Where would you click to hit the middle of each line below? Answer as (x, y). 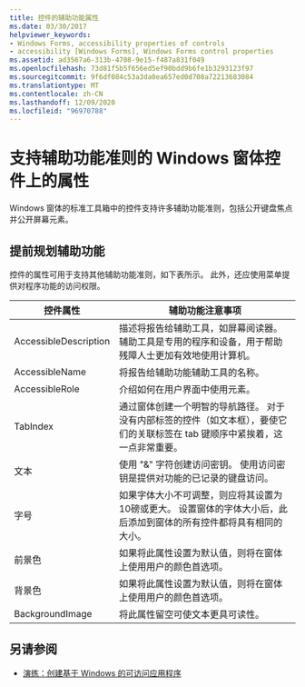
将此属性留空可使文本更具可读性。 (192, 614)
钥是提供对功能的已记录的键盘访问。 (196, 478)
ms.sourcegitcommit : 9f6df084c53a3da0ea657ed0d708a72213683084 (132, 77)
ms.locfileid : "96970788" (58, 111)
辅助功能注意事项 (205, 310)
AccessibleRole (47, 389)
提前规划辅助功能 (57, 251)
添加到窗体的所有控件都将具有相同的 (205, 522)
